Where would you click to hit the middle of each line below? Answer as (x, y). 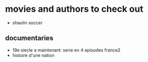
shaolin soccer (27, 23)
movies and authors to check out (74, 9)
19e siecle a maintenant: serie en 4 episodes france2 (66, 50)
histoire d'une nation (33, 55)
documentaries (29, 38)
